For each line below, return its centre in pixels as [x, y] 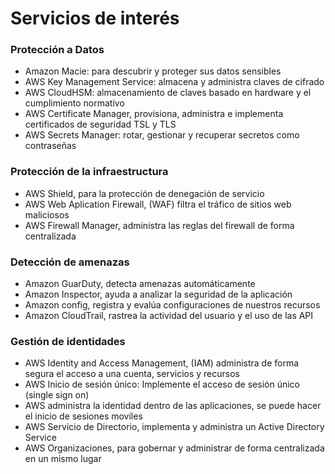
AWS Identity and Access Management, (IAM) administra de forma [162, 363]
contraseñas [50, 146]
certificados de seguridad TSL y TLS [100, 124]
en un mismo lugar [63, 459]
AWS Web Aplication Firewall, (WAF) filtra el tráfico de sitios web [158, 204]
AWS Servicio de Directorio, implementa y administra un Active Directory [174, 427]
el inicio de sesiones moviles [83, 416]
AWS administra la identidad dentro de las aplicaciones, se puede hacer [173, 406]
